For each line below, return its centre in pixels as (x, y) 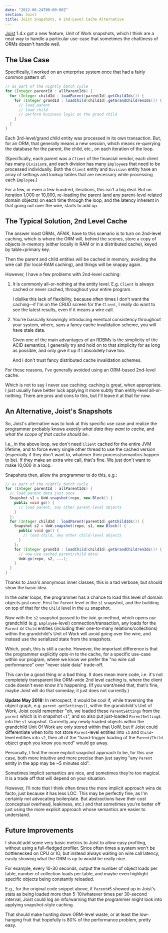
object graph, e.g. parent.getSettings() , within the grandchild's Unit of (79, 706)
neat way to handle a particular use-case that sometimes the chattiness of (82, 39)
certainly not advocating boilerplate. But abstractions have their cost (76, 799)
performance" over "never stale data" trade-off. (54, 665)
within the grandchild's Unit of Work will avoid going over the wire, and (78, 634)
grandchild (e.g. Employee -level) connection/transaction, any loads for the (81, 623)
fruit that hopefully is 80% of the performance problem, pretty (87, 919)
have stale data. (29, 330)
